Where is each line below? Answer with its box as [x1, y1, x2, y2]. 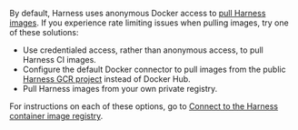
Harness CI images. [22, 55, 97, 65]
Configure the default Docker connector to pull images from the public [22, 64, 286, 75]
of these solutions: [9, 27, 79, 37]
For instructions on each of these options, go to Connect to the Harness [9, 101, 279, 112]
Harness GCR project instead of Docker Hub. [22, 74, 191, 85]
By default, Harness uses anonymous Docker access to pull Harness [9, 8, 266, 18]
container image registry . [9, 111, 104, 121]
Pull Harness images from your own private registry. [22, 84, 218, 94]
